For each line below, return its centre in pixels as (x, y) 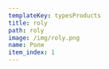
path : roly (26, 30)
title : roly (28, 23)
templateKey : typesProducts (55, 15)
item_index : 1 (32, 52)
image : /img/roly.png (44, 38)
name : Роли (26, 45)
